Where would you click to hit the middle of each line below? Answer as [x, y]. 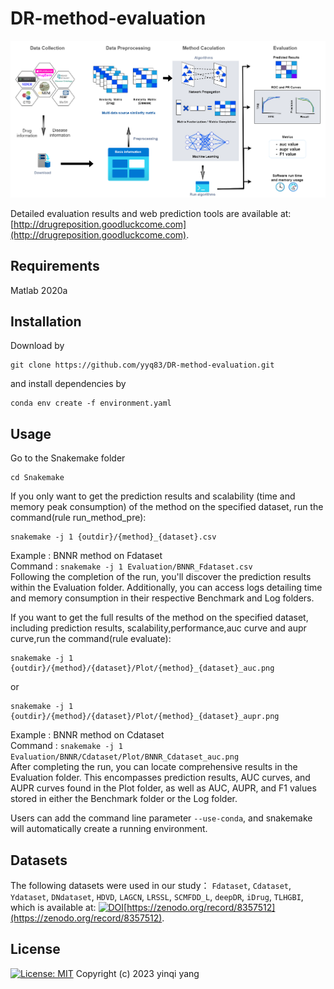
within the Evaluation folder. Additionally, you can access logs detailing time [166, 588]
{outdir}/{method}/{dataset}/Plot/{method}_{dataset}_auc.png [142, 668]
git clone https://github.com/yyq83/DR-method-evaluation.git [142, 365]
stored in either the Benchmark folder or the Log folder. [124, 799]
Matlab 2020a [39, 290]
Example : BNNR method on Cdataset [87, 735]
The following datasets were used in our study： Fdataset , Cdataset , [151, 885]
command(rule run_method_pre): [78, 518]
